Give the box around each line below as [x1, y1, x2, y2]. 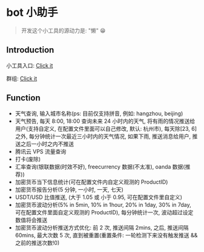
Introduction [6, 45, 55, 55]
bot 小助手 [6, 5, 58, 19]
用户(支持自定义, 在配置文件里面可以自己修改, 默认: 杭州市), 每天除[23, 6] [15, 125, 197, 132]
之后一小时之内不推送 [20, 140, 74, 147]
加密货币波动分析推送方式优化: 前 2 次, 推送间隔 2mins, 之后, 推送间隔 [15, 223, 189, 231]
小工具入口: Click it [6, 61, 53, 69]
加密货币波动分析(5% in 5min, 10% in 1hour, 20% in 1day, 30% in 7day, [15, 201, 191, 208]
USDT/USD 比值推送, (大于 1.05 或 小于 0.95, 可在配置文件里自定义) [15, 193, 183, 201]
